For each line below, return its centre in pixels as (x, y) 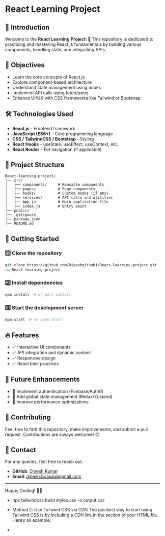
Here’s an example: (31, 520)
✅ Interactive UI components (41, 347)
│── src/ (14, 180)
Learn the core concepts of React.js (48, 77)
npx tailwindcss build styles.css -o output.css (58, 500)
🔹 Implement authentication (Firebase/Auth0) (58, 391)
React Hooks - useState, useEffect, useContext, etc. (65, 144)
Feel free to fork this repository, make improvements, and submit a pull (77, 429)
